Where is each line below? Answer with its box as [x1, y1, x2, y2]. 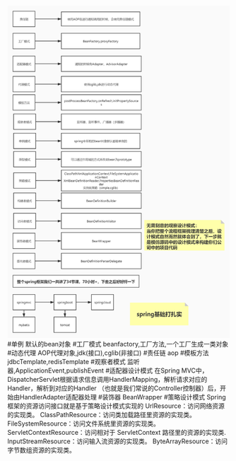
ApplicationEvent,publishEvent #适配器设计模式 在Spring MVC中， [15, 366, 208, 375]
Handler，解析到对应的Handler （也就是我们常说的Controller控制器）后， [7, 384, 220, 392]
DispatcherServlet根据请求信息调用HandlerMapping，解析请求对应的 [7, 375, 208, 384]
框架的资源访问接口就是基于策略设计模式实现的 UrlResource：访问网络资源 [7, 402, 225, 410]
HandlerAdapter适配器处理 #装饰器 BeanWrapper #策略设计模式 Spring [19, 393, 226, 402]
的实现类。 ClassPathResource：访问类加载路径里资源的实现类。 [7, 411, 196, 419]
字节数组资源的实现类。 [7, 446, 76, 455]
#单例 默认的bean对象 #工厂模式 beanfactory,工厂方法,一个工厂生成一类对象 [7, 340, 229, 349]
